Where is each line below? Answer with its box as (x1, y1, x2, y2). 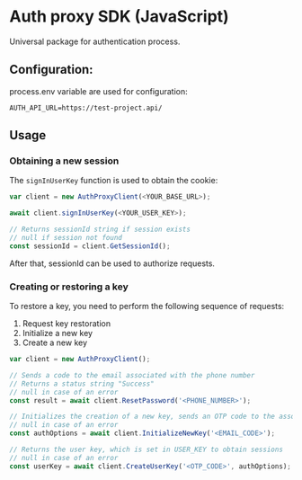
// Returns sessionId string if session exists (9, 225, 191, 235)
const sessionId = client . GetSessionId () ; (9, 241, 171, 251)
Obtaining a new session (9, 155, 120, 167)
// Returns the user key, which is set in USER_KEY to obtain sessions (9, 445, 283, 455)
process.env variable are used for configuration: (9, 85, 189, 96)
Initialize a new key (22, 328, 93, 339)
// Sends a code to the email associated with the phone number (9, 370, 255, 379)
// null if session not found (9, 234, 123, 243)
